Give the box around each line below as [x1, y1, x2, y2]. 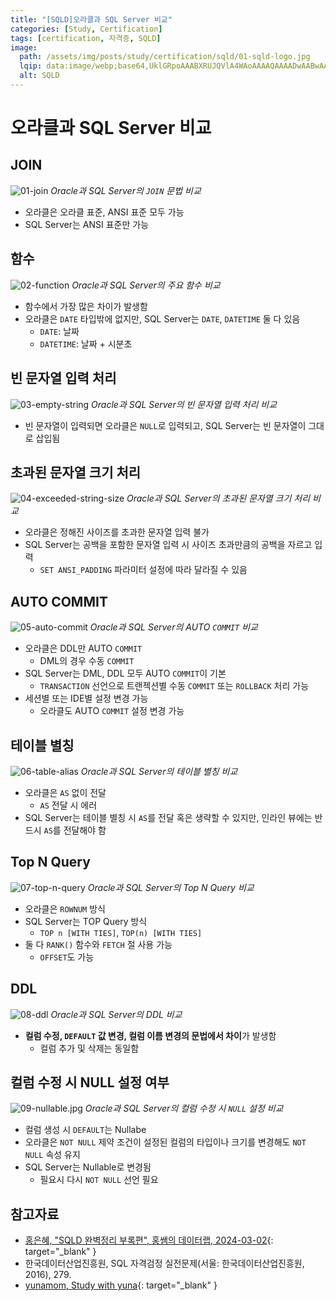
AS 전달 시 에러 [39, 799, 98, 811]
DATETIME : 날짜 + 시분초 [39, 337, 133, 350]
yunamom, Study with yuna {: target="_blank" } [24, 1279, 218, 1291]
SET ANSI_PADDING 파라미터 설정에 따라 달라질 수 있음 [39, 564, 248, 576]
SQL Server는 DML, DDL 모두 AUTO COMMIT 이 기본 [24, 667, 227, 680]
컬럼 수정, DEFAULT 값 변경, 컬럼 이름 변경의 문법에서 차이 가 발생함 [24, 1029, 277, 1041]
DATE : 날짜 [39, 325, 80, 337]
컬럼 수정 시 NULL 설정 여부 [10, 1074, 170, 1091]
